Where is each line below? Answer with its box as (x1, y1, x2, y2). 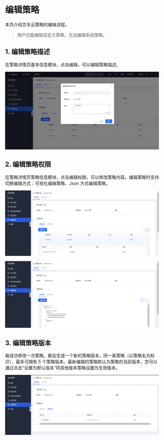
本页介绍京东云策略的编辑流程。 (5, 22, 69, 27)
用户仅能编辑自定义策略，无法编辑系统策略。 (17, 32, 107, 38)
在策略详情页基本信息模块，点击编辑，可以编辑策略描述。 (5, 62, 121, 68)
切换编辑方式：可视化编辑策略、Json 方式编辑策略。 (5, 180, 110, 186)
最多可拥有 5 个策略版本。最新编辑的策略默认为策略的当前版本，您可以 (15, 358, 158, 365)
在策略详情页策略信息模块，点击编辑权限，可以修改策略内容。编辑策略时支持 (5, 174, 159, 180)
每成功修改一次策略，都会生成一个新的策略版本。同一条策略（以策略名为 (5, 352, 150, 358)
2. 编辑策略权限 (5, 160, 51, 169)
